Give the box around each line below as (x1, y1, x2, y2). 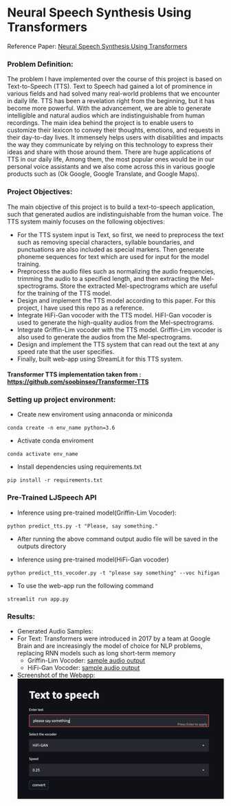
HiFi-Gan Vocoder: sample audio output (27, 664, 140, 672)
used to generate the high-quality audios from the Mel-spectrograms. (16, 318, 214, 326)
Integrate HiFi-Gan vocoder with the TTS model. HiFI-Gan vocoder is (16, 311, 212, 319)
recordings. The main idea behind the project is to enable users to (7, 119, 194, 127)
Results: (7, 612, 36, 621)
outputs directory (16, 541, 67, 550)
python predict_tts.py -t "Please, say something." (7, 522, 158, 530)
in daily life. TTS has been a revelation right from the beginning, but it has (7, 97, 215, 105)
